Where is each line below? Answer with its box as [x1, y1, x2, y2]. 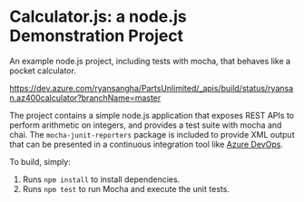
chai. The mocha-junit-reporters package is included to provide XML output [9, 129, 295, 139]
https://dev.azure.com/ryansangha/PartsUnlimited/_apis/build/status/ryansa [9, 82, 294, 93]
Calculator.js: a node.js [9, 6, 188, 27]
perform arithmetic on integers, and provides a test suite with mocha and [9, 120, 282, 130]
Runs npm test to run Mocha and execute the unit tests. [22, 183, 230, 194]
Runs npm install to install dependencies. [22, 174, 181, 185]
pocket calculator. [9, 65, 77, 76]
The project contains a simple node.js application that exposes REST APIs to [9, 110, 295, 120]
